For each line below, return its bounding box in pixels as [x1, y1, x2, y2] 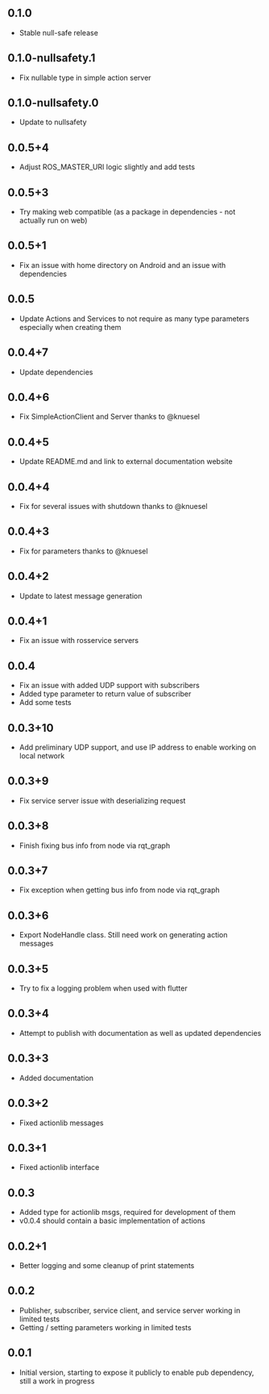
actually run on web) [19, 215, 88, 225]
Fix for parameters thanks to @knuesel [19, 546, 148, 556]
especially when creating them [19, 322, 122, 332]
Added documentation [19, 1073, 94, 1083]
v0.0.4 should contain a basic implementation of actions [19, 1216, 206, 1225]
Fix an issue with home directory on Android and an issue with [19, 260, 226, 269]
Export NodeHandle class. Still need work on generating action [19, 930, 228, 940]
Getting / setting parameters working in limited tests [19, 1322, 192, 1332]
